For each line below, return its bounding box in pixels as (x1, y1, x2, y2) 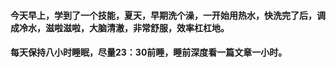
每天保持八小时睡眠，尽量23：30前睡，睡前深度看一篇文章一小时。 (10, 46, 288, 59)
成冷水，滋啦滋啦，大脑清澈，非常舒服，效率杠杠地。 (10, 21, 230, 34)
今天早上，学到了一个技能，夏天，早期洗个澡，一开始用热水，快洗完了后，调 (10, 9, 326, 21)
